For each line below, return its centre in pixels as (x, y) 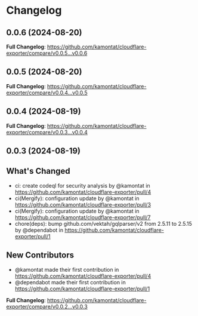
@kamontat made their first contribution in (67, 269)
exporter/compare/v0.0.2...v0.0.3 (47, 306)
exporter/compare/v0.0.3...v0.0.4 (47, 132)
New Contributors (40, 255)
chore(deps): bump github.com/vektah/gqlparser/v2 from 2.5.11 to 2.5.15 (103, 223)
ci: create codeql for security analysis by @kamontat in (82, 185)
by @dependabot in (39, 230)
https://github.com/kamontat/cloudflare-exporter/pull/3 (83, 204)
